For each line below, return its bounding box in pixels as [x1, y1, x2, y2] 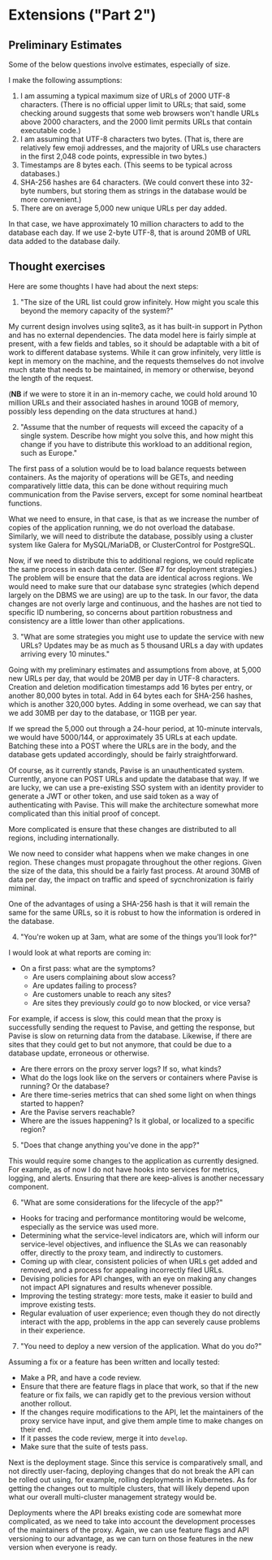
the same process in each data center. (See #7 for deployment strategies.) [8, 564, 257, 574]
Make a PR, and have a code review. [19, 1372, 142, 1382]
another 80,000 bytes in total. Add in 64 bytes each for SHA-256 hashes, [8, 691, 253, 700]
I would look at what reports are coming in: [8, 947, 152, 957]
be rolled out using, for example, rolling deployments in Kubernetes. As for [8, 1475, 257, 1484]
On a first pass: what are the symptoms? [19, 963, 156, 973]
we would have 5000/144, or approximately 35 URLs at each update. [8, 732, 238, 742]
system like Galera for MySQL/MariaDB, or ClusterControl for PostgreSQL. [8, 539, 256, 549]
